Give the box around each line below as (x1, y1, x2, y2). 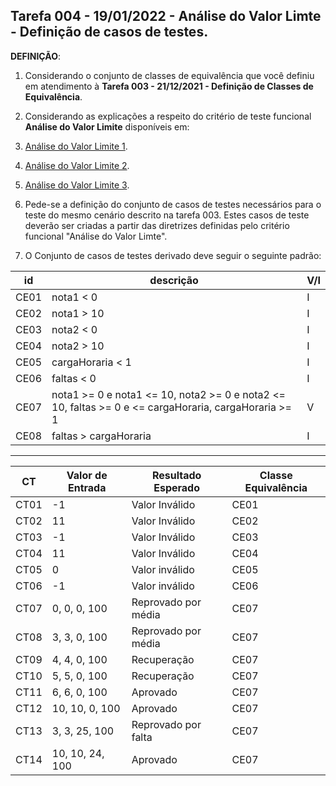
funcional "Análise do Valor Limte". (24, 230, 168, 242)
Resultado (151, 468, 202, 482)
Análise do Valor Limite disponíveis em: (24, 120, 190, 133)
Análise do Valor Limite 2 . (24, 159, 130, 171)
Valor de (66, 468, 108, 482)
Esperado (153, 480, 201, 494)
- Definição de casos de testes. (10, 24, 209, 41)
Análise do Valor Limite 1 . (24, 140, 128, 152)
